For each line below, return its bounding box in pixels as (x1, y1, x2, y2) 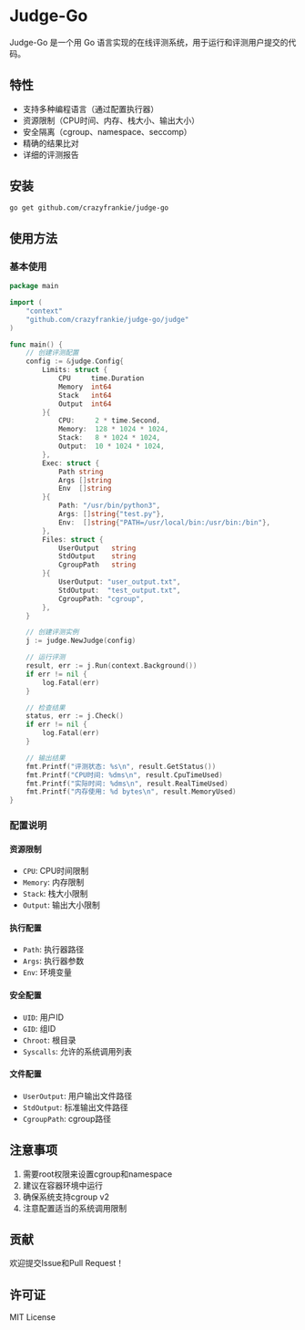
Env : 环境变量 (22, 967, 73, 978)
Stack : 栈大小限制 (22, 888, 88, 899)
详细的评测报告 (22, 149, 79, 160)
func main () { (9, 339, 64, 349)
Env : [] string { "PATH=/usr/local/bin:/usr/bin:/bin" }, (57, 517, 271, 527)
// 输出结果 (25, 753, 66, 763)
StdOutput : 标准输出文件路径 (22, 1101, 129, 1113)
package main (9, 282, 59, 291)
